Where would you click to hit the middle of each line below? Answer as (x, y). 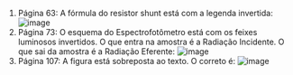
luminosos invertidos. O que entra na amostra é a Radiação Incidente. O (151, 42)
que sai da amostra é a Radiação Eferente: (96, 52)
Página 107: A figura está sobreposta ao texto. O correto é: (127, 61)
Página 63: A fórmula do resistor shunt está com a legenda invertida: (145, 13)
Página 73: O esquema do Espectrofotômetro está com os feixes (137, 32)
